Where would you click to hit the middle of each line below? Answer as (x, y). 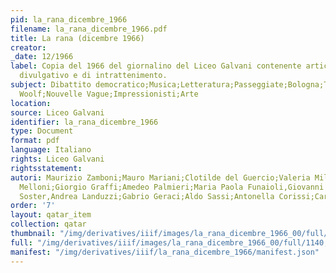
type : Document (42, 131)
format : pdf (35, 141)
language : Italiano (51, 150)
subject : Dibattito (51, 85)
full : (21, 242)
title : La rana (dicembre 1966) (77, 38)
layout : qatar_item (51, 215)
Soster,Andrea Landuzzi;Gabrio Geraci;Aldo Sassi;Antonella (147, 196)
